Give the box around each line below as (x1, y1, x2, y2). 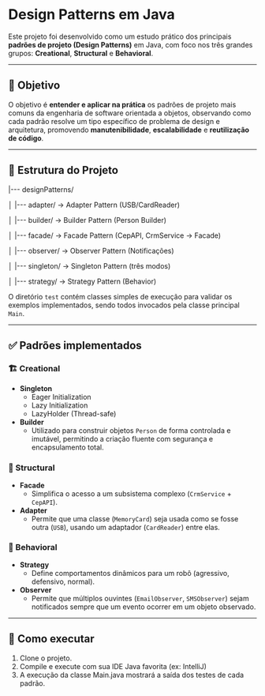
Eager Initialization (31, 393, 92, 402)
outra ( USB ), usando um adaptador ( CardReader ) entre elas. (31, 522, 221, 532)
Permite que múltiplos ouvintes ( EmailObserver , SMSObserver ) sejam (31, 593, 250, 603)
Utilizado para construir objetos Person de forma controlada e (31, 426, 231, 435)
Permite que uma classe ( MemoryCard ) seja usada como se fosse (31, 514, 239, 523)
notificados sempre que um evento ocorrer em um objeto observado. (31, 602, 256, 611)
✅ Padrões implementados (8, 338, 142, 352)
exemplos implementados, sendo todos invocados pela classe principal (8, 300, 241, 310)
